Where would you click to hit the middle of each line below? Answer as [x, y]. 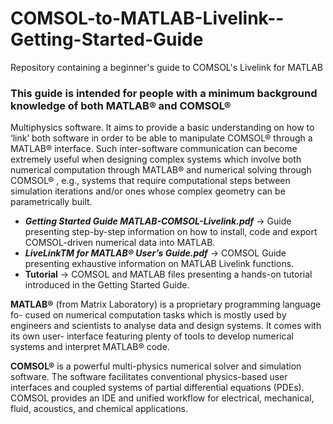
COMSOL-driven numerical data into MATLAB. [120, 243]
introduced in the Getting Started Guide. [107, 285]
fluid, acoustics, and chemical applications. [99, 409]
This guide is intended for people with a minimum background [164, 93]
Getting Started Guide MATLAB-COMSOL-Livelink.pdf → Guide [158, 221]
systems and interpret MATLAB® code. [90, 347]
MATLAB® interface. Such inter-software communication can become [154, 149]
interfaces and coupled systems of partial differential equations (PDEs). [157, 388]
